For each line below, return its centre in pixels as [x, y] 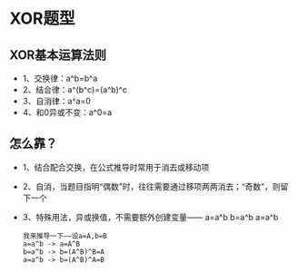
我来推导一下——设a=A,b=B [64, 236]
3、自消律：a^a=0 [56, 101]
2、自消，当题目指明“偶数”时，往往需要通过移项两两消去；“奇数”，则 [151, 186]
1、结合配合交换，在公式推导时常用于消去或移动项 [116, 167]
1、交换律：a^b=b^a [60, 78]
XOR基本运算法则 [58, 55]
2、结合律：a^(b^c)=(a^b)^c [74, 90]
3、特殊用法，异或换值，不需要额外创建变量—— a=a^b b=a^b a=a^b [150, 217]
